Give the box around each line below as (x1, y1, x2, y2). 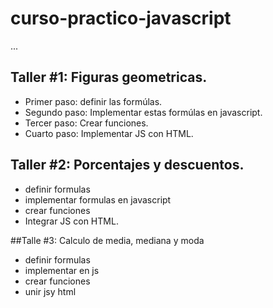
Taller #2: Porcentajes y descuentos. (10, 157, 245, 174)
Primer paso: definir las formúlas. (24, 95, 163, 107)
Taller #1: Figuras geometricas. (10, 69, 208, 86)
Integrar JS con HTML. (24, 215, 119, 227)
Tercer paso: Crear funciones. (24, 117, 149, 129)
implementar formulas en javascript (24, 193, 172, 206)
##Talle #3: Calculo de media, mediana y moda (10, 234, 205, 246)
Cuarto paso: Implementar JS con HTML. (24, 127, 194, 139)
